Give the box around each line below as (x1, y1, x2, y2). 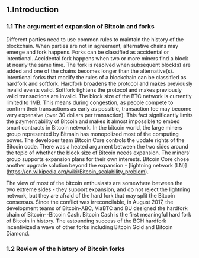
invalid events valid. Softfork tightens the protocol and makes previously (6, 86, 182, 93)
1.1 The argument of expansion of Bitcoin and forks (6, 22, 155, 31)
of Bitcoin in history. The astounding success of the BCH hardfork (6, 217, 167, 224)
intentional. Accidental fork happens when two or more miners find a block (6, 54, 188, 62)
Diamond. (6, 230, 30, 237)
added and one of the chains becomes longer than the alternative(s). (6, 67, 174, 75)
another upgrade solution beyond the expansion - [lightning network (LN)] (6, 162, 187, 169)
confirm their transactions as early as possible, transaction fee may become (6, 105, 192, 112)
